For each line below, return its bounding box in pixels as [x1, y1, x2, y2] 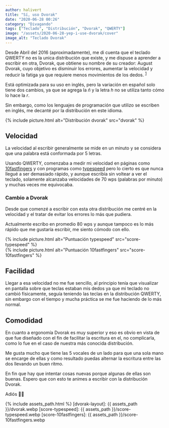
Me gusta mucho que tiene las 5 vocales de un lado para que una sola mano [5, 350, 164, 356]
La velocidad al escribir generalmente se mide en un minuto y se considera [5, 145, 161, 151]
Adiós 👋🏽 [5, 391, 24, 397]
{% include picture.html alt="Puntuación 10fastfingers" [5, 247, 119, 253]
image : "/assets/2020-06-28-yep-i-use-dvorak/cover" [5, 31, 119, 36]
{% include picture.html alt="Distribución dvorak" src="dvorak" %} [5, 117, 145, 123]
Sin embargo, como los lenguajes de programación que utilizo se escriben [5, 102, 160, 108]
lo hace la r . [5, 92, 30, 98]
